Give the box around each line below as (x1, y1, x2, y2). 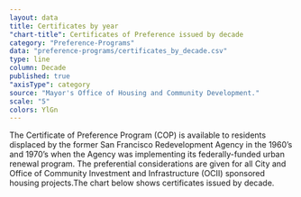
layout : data (9, 13, 59, 22)
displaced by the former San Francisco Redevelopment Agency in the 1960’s (9, 139, 293, 150)
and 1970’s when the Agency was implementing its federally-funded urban (9, 149, 286, 160)
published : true (9, 72, 70, 81)
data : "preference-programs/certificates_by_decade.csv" (9, 47, 228, 56)
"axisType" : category (9, 80, 91, 89)
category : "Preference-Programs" (9, 38, 135, 48)
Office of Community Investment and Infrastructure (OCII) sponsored (9, 168, 266, 179)
